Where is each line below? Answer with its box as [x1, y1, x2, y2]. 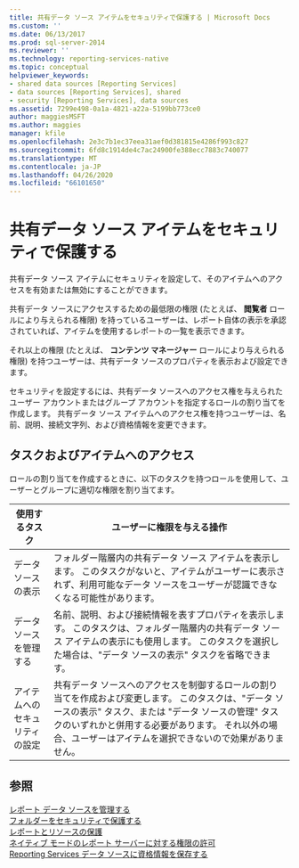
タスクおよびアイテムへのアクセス [9, 447, 195, 463]
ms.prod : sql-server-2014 [9, 37, 105, 47]
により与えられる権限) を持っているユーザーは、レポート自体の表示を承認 [16, 315, 287, 325]
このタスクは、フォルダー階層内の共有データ [72, 621, 261, 634]
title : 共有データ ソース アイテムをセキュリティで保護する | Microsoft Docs [9, 12, 271, 22]
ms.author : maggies [9, 121, 82, 130]
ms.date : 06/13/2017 [9, 29, 86, 38]
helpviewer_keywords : [9, 71, 90, 80]
